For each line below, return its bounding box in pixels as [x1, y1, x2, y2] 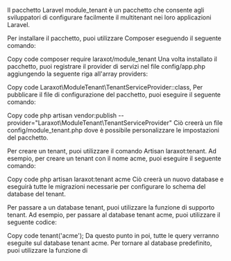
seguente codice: [7, 218, 57, 226]
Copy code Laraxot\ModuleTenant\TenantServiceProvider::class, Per [7, 83, 203, 91]
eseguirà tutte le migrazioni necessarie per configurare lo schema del [7, 183, 206, 190]
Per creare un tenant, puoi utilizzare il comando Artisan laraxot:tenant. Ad [7, 147, 217, 155]
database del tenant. [7, 190, 66, 198]
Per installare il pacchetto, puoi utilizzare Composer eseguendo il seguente [7, 34, 222, 42]
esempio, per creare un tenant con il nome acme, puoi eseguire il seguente [7, 154, 222, 162]
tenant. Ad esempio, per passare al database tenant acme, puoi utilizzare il [7, 211, 221, 219]
